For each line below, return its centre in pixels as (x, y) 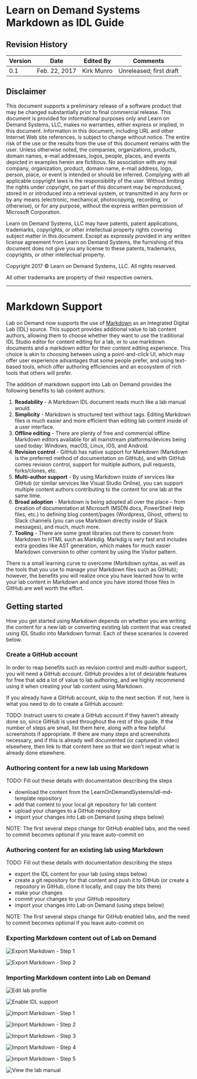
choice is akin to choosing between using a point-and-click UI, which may (95, 354)
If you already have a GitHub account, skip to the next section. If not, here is (98, 698)
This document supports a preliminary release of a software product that (94, 106)
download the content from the (52, 792)
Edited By (97, 61)
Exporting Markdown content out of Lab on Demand (81, 938)
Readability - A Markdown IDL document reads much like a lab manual (100, 402)
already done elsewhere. (36, 752)
